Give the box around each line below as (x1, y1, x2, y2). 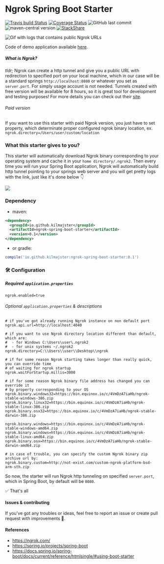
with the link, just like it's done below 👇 (5, 174, 84, 180)
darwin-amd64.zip (5, 443, 41, 448)
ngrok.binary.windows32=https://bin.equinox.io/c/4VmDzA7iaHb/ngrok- (5, 392, 150, 397)
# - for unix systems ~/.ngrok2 (5, 345, 73, 349)
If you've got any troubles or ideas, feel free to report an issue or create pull (5, 510, 158, 516)
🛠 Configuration (5, 267, 46, 273)
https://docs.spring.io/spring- (12, 548, 72, 554)
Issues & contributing (5, 499, 50, 505)
